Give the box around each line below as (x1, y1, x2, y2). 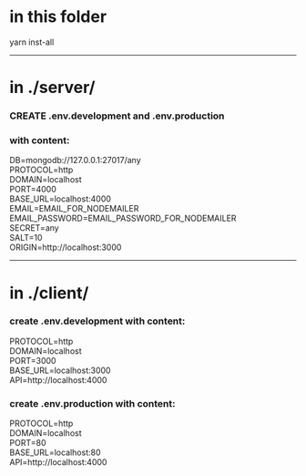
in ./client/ (9, 283, 89, 303)
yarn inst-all (9, 36, 55, 47)
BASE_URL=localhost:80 (9, 447, 101, 458)
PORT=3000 (9, 355, 56, 366)
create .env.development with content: (9, 315, 186, 327)
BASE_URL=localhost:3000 (9, 365, 111, 376)
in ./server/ (9, 78, 96, 98)
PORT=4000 (9, 184, 57, 195)
